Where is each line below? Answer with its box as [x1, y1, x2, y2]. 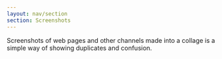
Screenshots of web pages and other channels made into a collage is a [6, 36, 216, 44]
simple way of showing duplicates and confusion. [6, 44, 153, 52]
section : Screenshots [6, 17, 71, 24]
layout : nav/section [6, 10, 69, 18]
